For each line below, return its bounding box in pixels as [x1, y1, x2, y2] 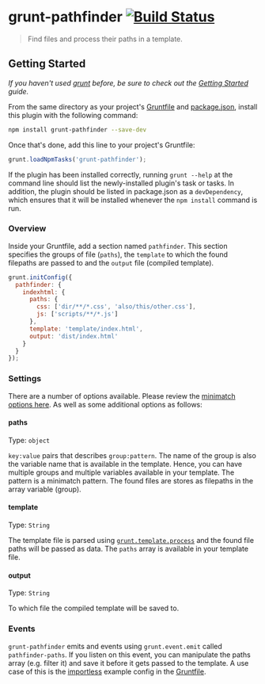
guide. [8, 86, 29, 96]
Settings [8, 373, 42, 384]
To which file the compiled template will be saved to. [8, 603, 180, 613]
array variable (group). [8, 484, 81, 494]
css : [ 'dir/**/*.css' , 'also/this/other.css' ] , [36, 303, 196, 311]
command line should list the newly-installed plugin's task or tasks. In [8, 178, 235, 188]
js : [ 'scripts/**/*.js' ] [36, 310, 119, 319]
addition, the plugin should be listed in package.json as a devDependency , [8, 186, 244, 196]
